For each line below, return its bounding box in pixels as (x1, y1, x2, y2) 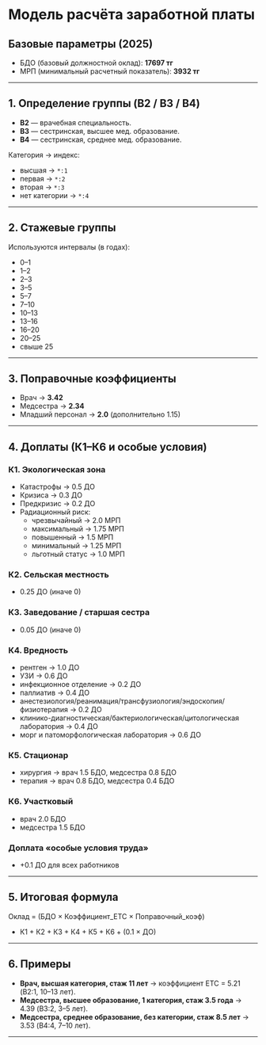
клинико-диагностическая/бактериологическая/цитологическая (19, 713, 240, 723)
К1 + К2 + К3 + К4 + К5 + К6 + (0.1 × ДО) (19, 927, 157, 936)
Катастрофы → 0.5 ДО (19, 482, 96, 492)
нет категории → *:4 (19, 190, 89, 200)
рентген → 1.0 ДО (19, 663, 80, 673)
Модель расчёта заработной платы (8, 6, 256, 24)
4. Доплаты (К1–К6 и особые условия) (8, 440, 207, 453)
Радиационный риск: (19, 507, 91, 517)
